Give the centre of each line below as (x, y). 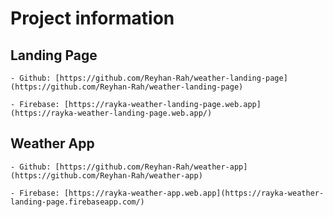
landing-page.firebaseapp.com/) (77, 202)
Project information (92, 18)
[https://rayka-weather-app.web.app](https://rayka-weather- (194, 193)
